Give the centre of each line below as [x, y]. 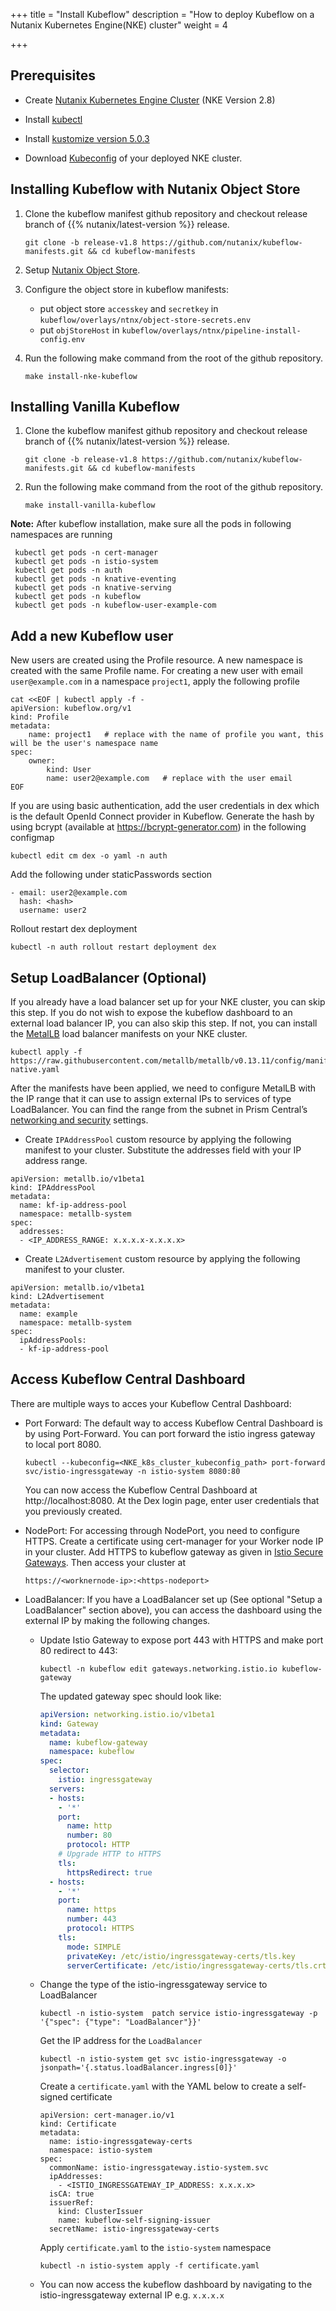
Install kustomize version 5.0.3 [87, 138]
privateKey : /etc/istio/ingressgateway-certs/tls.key [181, 1956]
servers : [67, 1789]
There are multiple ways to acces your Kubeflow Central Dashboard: [151, 1403]
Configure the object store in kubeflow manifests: [127, 289]
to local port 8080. [63, 1444]
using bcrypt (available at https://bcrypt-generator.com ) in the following [158, 827]
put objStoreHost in [79, 330]
